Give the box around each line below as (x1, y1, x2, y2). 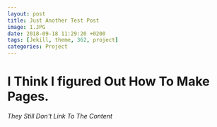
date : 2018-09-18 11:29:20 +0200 (7, 30, 106, 37)
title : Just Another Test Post (7, 17, 100, 24)
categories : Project (7, 43, 69, 50)
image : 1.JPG (7, 23, 46, 30)
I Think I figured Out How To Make (7, 73, 210, 90)
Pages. (7, 89, 49, 104)
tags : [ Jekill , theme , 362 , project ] (7, 37, 119, 44)
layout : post (7, 10, 46, 18)
